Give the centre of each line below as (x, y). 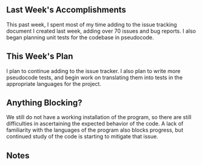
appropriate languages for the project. (54, 83)
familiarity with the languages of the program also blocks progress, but (95, 130)
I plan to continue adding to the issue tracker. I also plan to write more (93, 71)
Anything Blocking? (45, 103)
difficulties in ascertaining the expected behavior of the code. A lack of (95, 124)
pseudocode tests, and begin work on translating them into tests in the (95, 77)
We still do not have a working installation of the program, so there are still (99, 117)
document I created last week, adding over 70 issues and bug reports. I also (101, 31)
